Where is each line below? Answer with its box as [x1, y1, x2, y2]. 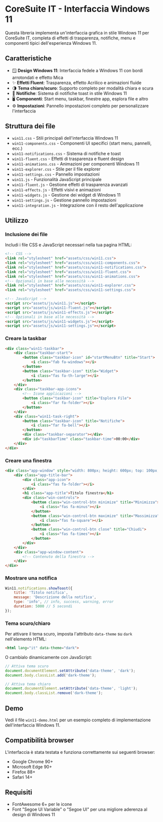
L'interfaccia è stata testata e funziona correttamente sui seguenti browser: [5, 749, 155, 755]
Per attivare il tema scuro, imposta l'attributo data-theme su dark [5, 631, 132, 637]
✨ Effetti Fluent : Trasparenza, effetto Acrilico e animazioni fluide [12, 79, 142, 86]
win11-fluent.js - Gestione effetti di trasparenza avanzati [12, 182, 128, 187]
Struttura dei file [5, 122, 56, 130]
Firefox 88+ [12, 769, 35, 775]
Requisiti [5, 788, 33, 797]
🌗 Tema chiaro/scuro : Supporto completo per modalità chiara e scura [12, 85, 154, 91]
